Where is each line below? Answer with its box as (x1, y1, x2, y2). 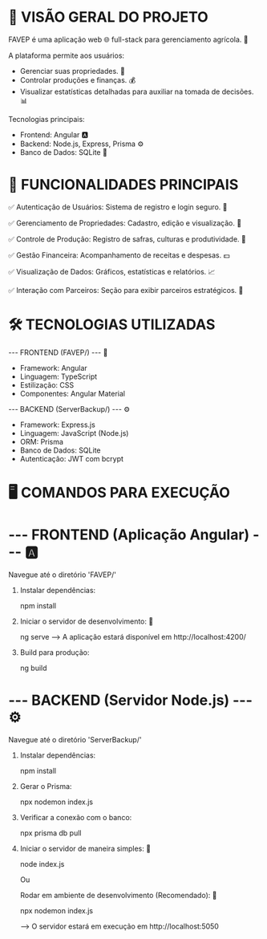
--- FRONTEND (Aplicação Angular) (8, 526, 250, 544)
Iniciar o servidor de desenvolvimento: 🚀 (19, 616, 154, 626)
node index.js (19, 859, 65, 868)
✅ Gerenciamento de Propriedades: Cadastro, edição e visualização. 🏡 (8, 217, 242, 228)
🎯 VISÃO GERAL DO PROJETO (8, 8, 208, 26)
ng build (19, 663, 47, 673)
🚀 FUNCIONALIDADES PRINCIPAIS (8, 176, 239, 194)
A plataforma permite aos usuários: (8, 51, 125, 60)
